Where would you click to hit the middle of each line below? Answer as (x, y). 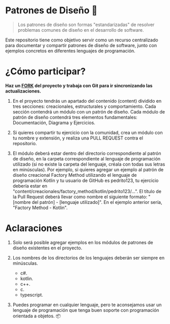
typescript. (32, 295)
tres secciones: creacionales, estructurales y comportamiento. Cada (84, 106)
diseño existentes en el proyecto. (47, 248)
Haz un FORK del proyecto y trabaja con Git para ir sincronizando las (79, 85)
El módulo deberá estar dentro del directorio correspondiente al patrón (87, 153)
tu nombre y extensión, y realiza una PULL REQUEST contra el (78, 138)
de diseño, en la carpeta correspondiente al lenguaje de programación (87, 158)
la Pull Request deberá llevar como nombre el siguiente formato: (80, 197)
